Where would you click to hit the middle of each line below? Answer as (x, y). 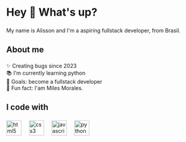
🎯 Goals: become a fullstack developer (54, 82)
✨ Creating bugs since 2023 (42, 66)
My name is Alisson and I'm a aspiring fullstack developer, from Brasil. (94, 31)
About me (25, 50)
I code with (27, 107)
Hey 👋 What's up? (52, 12)
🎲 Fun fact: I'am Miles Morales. (45, 88)
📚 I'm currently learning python (46, 73)
